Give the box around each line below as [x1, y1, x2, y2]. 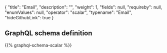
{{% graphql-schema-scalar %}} [4, 42, 72, 48]
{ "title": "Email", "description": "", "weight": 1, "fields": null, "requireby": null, [4, 4, 162, 10]
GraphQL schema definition [4, 29, 92, 38]
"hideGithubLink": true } [4, 15, 54, 20]
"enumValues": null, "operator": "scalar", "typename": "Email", [4, 9, 132, 15]
